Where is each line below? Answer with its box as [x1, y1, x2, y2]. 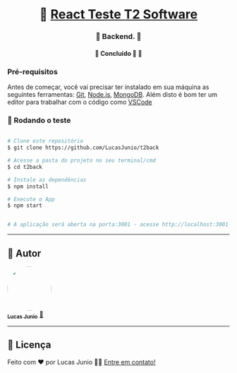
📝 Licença [7, 339, 51, 351]
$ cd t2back [7, 163, 42, 170]
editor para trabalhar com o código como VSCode [7, 98, 153, 106]
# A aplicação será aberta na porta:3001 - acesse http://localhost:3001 [7, 221, 229, 228]
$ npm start [7, 202, 42, 209]
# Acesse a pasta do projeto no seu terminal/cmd [7, 157, 157, 165]
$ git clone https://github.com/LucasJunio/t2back [7, 144, 159, 151]
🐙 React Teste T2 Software [39, 6, 198, 23]
